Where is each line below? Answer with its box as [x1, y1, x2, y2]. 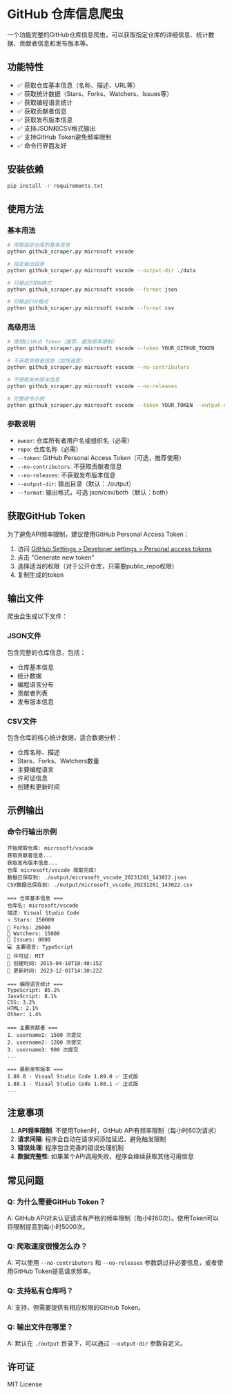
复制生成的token [17, 571, 64, 579]
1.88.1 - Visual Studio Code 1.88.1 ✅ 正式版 [7, 1080, 139, 1087]
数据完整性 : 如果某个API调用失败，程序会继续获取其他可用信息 [17, 1152, 195, 1161]
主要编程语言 [17, 765, 54, 774]
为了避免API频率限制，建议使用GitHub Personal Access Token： [7, 530, 190, 538]
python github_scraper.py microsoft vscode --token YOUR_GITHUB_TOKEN [7, 345, 215, 352]
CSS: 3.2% [7, 999, 36, 1006]
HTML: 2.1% [7, 1004, 39, 1012]
